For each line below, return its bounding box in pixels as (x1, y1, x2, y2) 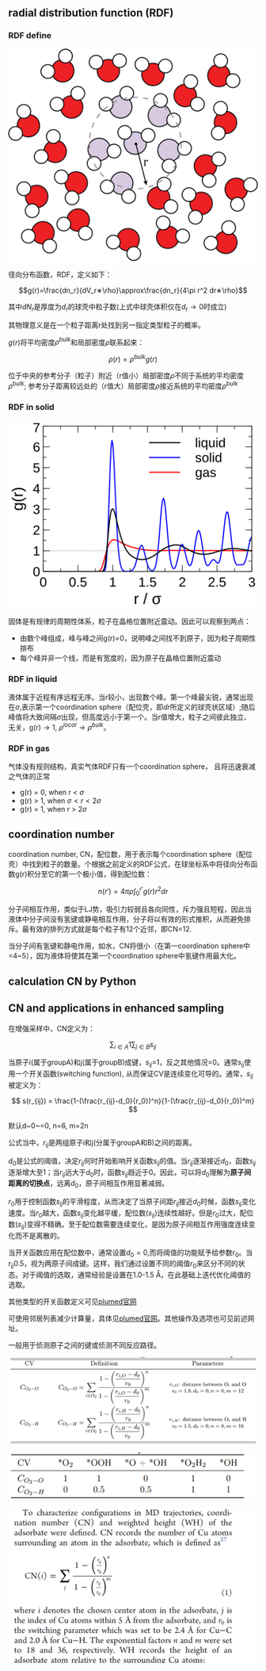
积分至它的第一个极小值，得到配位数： (27, 870, 153, 878)
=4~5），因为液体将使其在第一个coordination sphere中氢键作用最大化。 (8, 951, 241, 961)
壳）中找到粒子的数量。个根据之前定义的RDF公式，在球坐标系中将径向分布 (8, 859, 251, 869)
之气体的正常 (8, 772, 50, 782)
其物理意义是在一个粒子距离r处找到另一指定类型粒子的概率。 (8, 320, 206, 330)
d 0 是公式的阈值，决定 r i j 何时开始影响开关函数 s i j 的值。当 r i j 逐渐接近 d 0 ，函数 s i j (8, 1156, 256, 1168)
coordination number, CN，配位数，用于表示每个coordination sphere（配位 (8, 850, 253, 858)
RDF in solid (8, 401, 55, 412)
